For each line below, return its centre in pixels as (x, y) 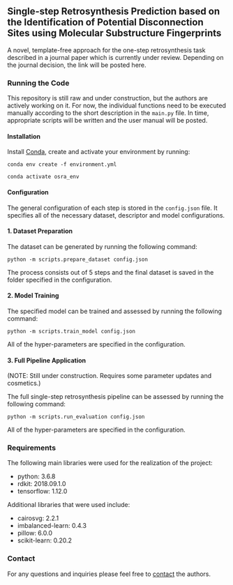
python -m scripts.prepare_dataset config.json (78, 259)
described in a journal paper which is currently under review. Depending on (115, 57)
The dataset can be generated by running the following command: (102, 246)
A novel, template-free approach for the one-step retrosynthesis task (106, 50)
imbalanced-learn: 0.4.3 (52, 526)
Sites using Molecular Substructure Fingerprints (114, 33)
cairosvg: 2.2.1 (38, 518)
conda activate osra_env (43, 177)
